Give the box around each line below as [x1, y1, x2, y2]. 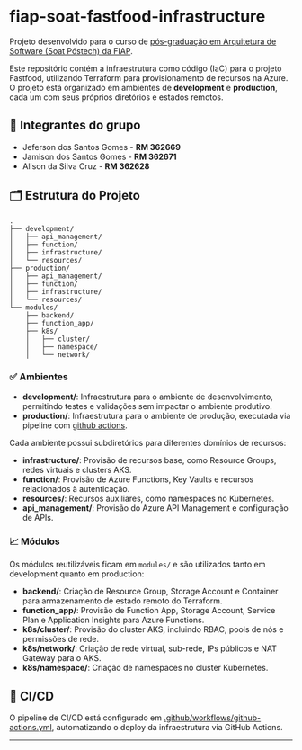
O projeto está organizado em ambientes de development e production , [9, 82, 278, 93]
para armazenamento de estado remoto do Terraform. [22, 595, 223, 606]
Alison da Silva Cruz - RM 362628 [22, 160, 150, 172]
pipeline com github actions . [22, 420, 128, 431]
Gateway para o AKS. [22, 653, 102, 664]
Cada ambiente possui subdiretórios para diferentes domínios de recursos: [9, 437, 287, 448]
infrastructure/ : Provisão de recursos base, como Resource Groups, [22, 454, 277, 465]
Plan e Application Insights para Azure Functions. [22, 614, 205, 626]
